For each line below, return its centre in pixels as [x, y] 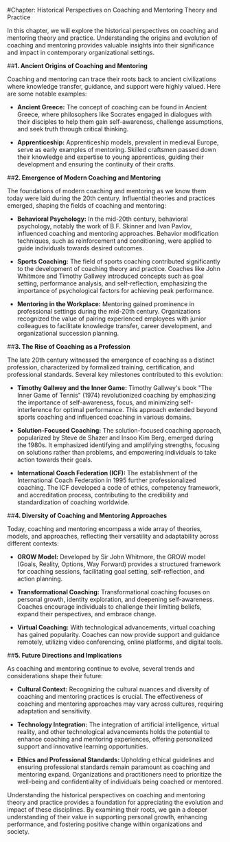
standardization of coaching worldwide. [73, 502]
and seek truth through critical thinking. [73, 129]
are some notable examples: [47, 94]
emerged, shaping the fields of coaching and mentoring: [87, 205]
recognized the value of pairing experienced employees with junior [112, 319]
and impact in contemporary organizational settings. [81, 52]
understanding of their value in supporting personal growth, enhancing [107, 817]
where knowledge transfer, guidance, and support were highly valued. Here [114, 86]
